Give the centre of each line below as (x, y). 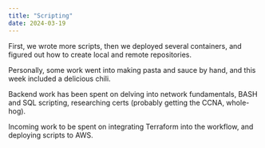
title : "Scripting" (41, 16)
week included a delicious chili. (59, 78)
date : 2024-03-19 (37, 23)
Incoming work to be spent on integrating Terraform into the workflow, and (131, 126)
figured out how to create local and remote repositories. (100, 54)
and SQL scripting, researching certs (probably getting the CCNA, (117, 102)
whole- (238, 102)
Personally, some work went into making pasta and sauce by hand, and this (132, 70)
